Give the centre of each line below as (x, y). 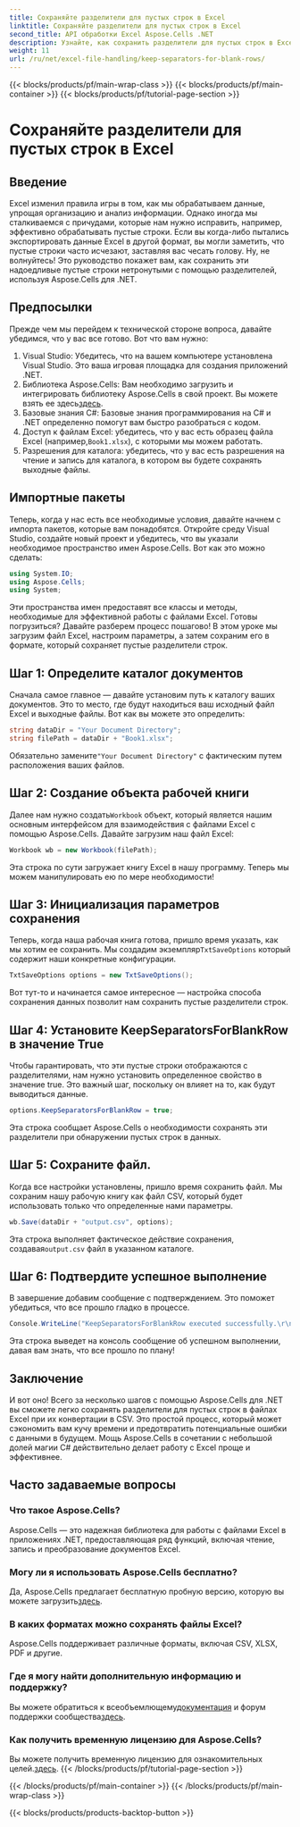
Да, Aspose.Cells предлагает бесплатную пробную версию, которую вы (147, 1592)
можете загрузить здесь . (56, 1601)
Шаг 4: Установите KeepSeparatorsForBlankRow (149, 1030)
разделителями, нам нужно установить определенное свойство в (136, 1075)
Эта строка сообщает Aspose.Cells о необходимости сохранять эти (138, 1127)
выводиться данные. (49, 1094)
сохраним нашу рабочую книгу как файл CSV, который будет (126, 1196)
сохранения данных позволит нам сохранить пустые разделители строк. (149, 1002)
